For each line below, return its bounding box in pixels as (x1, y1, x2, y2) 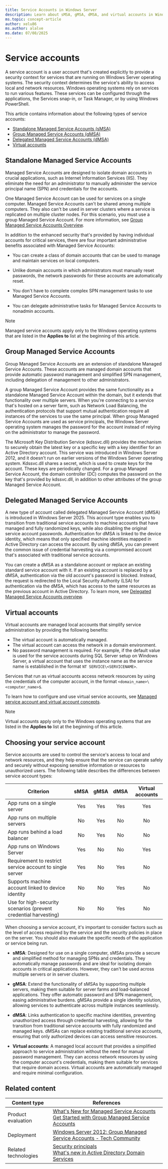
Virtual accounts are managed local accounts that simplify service (5, 622, 141, 628)
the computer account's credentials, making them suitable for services (12, 1059, 158, 1065)
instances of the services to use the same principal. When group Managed (5, 413, 159, 419)
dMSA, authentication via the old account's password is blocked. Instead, (5, 572, 156, 578)
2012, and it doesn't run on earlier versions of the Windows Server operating (5, 455, 163, 461)
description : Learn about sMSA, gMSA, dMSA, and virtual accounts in (5, 12, 153, 17)
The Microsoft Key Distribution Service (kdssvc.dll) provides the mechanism (5, 439, 161, 445)
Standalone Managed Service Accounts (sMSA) (12, 126, 111, 132)
